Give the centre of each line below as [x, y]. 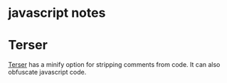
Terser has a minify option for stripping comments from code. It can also [114, 65]
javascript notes [57, 13]
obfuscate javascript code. [47, 72]
